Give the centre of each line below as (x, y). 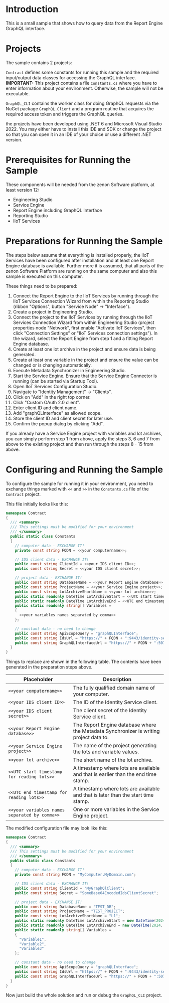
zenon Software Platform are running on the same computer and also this (81, 271)
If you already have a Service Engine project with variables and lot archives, (84, 433)
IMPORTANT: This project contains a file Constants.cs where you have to (81, 83)
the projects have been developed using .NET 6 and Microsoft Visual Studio (84, 123)
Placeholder (38, 680)
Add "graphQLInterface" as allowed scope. (57, 413)
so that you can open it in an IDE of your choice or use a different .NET (79, 134)
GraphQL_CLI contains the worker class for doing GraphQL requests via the (82, 103)
